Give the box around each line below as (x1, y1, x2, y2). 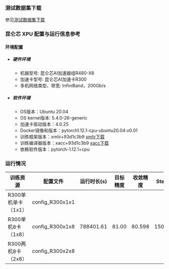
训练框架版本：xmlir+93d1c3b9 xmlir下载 (20, 133, 105, 140)
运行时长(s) (79, 178, 107, 185)
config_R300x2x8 (32, 247, 75, 254)
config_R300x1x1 (32, 199, 75, 206)
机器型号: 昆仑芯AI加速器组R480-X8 (20, 70, 95, 76)
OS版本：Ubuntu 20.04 (20, 108, 69, 114)
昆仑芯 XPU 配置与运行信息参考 (5, 31, 80, 38)
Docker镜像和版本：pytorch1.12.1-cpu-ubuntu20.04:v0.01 (20, 127, 138, 133)
